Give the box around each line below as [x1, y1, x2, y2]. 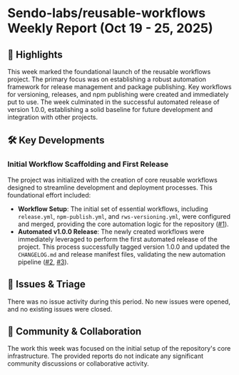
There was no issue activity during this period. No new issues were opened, [7, 297, 230, 306]
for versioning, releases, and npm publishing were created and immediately [7, 91, 229, 98]
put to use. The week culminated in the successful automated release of [7, 98, 220, 106]
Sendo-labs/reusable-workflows [7, 5, 205, 21]
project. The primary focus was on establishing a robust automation [7, 75, 207, 83]
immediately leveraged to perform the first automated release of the [17, 235, 218, 243]
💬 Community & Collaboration [7, 325, 142, 337]
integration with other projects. [7, 113, 98, 121]
